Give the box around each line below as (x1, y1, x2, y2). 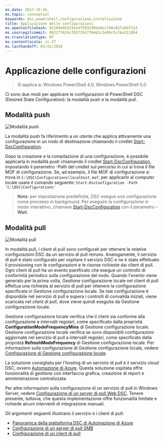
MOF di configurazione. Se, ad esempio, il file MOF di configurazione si (5, 169, 150, 175)
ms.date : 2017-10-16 (5, 7, 48, 12)
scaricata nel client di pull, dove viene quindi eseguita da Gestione (5, 299, 139, 305)
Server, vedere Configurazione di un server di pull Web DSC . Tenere (5, 391, 144, 397)
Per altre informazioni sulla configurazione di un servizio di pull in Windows (5, 385, 158, 391)
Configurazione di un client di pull (12, 431, 81, 437)
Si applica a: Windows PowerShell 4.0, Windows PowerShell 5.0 (17, 81, 147, 87)
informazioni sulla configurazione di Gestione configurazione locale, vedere (5, 345, 159, 351)
